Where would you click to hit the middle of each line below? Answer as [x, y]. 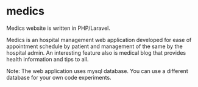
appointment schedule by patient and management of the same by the [94, 46]
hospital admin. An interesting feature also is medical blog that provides [96, 52]
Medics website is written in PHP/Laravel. [58, 28]
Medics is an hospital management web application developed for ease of [99, 40]
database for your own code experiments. [59, 77]
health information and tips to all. [48, 59]
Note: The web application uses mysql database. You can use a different [97, 71]
